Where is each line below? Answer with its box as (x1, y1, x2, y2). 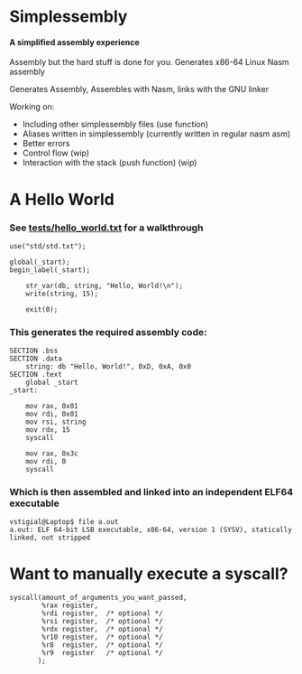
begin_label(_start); (9, 265, 91, 275)
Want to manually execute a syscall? (9, 563, 288, 584)
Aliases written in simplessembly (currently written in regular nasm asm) (22, 128, 291, 139)
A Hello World (9, 189, 115, 210)
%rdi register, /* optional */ (41, 609, 164, 618)
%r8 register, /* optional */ (41, 641, 164, 650)
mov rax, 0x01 (25, 402, 78, 411)
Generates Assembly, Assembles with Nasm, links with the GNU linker (9, 84, 270, 95)
